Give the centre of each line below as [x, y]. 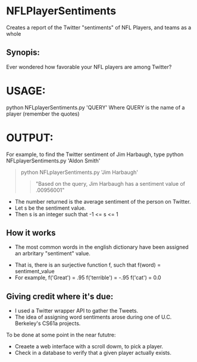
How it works [31, 233]
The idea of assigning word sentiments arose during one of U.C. [93, 317]
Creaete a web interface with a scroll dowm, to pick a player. [89, 347]
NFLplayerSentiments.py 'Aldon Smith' [53, 160]
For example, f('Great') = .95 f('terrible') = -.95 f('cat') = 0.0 [88, 277]
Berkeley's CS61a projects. [48, 323]
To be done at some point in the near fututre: [61, 335]
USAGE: [26, 91]
